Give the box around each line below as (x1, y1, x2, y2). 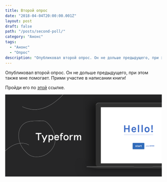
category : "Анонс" (5, 34, 43, 39)
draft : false (5, 24, 32, 29)
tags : (5, 40, 16, 45)
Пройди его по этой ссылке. (5, 85, 66, 91)
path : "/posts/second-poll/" (5, 29, 66, 34)
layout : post (5, 18, 32, 23)
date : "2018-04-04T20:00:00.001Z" (5, 13, 77, 18)
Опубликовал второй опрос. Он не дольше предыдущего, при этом (5, 70, 148, 76)
